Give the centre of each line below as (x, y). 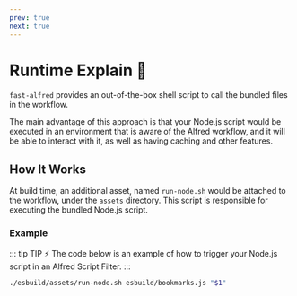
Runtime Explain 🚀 (78, 70)
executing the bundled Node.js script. (79, 210)
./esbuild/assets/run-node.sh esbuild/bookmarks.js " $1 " (118, 283)
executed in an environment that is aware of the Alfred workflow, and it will (147, 132)
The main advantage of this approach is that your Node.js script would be (145, 122)
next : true (30, 26)
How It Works (48, 169)
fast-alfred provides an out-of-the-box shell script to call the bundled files (149, 95)
